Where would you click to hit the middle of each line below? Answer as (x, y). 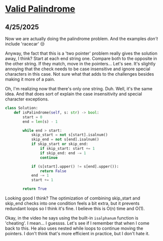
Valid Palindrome (40, 9)
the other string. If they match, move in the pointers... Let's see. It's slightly (80, 64)
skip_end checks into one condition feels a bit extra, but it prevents (72, 203)
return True (35, 189)
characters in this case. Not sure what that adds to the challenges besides (80, 74)
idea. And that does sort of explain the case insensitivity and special (74, 94)
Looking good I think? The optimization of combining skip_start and (73, 198)
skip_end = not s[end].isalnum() (65, 140)
